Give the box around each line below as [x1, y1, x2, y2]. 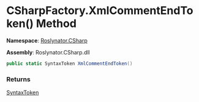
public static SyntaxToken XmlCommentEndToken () [6, 60, 133, 67]
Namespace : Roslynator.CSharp [6, 37, 88, 44]
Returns [6, 75, 31, 83]
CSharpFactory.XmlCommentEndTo [6, 4, 193, 18]
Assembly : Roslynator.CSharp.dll [6, 48, 90, 56]
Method [36, 16, 77, 31]
